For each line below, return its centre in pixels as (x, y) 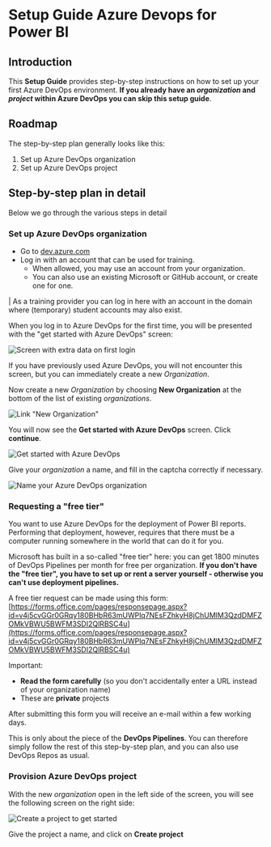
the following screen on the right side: (72, 803)
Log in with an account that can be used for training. (107, 260)
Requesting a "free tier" (56, 506)
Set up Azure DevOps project (69, 167)
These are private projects (65, 698)
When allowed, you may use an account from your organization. (138, 268)
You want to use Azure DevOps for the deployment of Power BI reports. (127, 524)
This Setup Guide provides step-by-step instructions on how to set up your (134, 81)
